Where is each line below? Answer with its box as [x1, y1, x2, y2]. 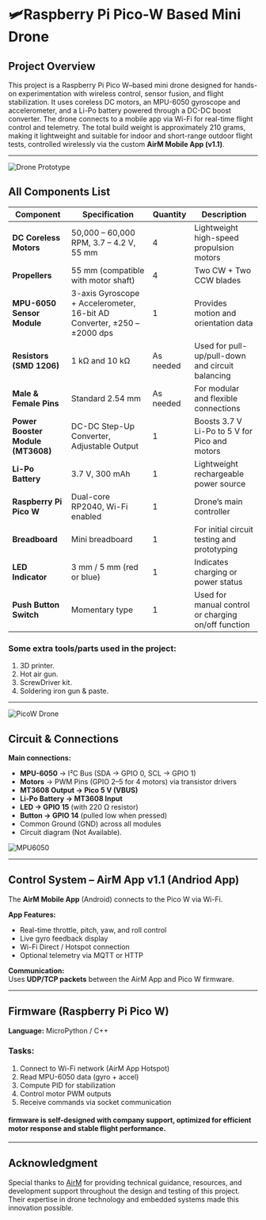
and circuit [194, 360, 234, 371]
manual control [194, 599, 250, 610]
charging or [194, 566, 237, 577]
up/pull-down [194, 350, 247, 361]
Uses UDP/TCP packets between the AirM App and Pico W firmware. [8, 974, 235, 983]
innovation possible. [8, 1203, 74, 1212]
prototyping [194, 544, 238, 555]
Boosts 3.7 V [194, 415, 243, 426]
